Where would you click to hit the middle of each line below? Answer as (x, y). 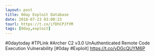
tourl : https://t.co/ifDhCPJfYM (39, 24)
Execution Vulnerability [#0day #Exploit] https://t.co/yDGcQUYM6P (75, 48)
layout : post (19, 10)
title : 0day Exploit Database (37, 15)
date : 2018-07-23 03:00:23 (34, 19)
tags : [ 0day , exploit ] (28, 29)
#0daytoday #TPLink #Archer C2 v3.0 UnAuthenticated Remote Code (78, 43)
